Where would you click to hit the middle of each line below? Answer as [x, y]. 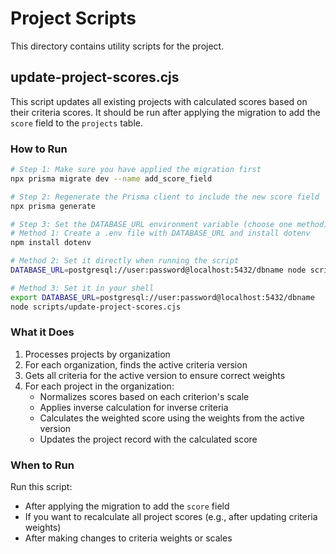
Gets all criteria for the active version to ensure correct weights [155, 375]
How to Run [39, 149]
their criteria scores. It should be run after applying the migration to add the [165, 112]
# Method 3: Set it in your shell [82, 288]
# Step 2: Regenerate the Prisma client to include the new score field [165, 197]
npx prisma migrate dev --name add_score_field [111, 178]
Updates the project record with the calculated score [148, 439]
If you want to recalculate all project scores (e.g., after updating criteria [171, 517]
